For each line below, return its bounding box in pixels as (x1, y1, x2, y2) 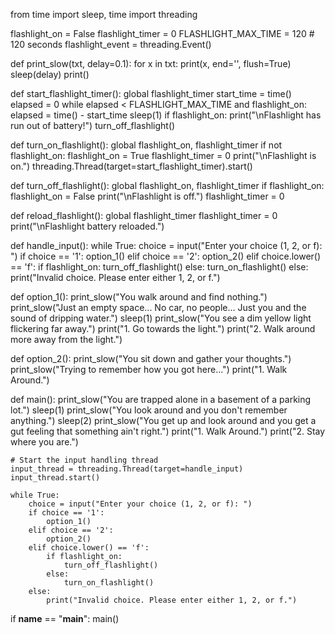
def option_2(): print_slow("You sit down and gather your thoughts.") (10, 353, 292, 364)
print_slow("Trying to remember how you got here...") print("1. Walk (10, 364, 288, 375)
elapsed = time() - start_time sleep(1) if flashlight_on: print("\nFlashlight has (10, 109, 322, 121)
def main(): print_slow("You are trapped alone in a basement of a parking (10, 394, 312, 405)
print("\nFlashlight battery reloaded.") (10, 220, 165, 232)
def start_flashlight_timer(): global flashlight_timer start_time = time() (10, 88, 292, 99)
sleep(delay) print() (10, 69, 90, 80)
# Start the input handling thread (10, 455, 159, 465)
